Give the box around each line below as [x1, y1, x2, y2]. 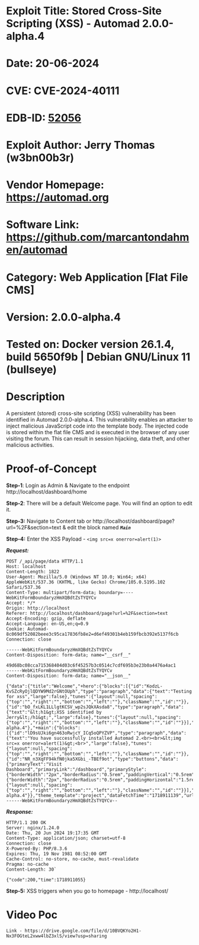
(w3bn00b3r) [6, 150, 74, 164]
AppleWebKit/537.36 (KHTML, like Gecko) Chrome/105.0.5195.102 [6, 579, 166, 585]
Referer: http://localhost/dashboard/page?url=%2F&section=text [6, 610, 168, 616]
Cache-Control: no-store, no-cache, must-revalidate [6, 856, 139, 862]
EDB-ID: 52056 [6, 111, 82, 124]
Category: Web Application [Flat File [6, 271, 188, 284]
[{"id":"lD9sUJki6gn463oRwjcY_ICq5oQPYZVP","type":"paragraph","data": [6, 730, 187, 736]
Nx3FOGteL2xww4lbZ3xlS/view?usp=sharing [6, 933, 108, 939]
